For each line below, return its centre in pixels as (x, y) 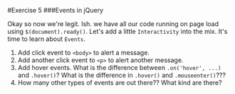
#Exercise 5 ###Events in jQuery (56, 10)
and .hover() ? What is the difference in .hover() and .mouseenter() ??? (122, 75)
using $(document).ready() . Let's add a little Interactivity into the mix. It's (117, 31)
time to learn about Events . (46, 39)
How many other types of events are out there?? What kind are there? (120, 83)
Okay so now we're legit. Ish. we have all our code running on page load (113, 24)
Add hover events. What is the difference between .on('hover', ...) (119, 67)
